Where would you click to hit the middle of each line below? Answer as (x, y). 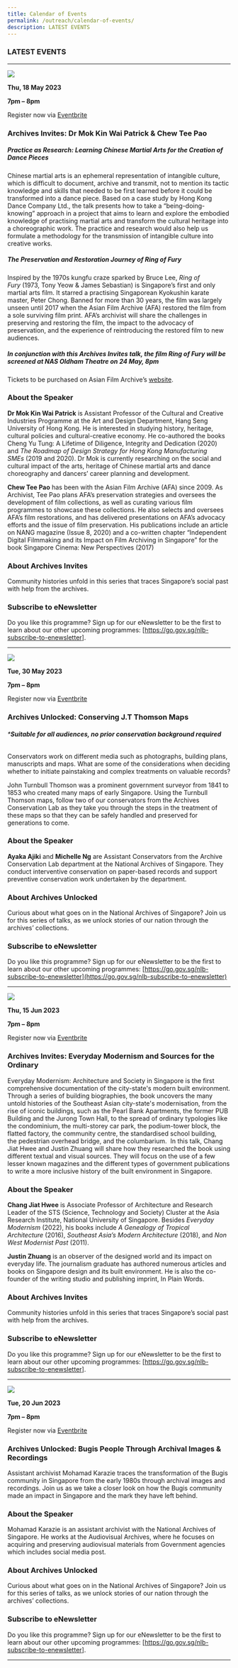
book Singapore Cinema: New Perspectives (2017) (81, 547)
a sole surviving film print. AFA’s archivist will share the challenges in (107, 315)
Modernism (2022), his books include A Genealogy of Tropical (98, 1227)
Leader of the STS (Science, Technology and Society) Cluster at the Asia (113, 1212)
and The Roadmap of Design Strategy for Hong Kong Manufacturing (107, 450)
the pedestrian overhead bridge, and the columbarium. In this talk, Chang (115, 1141)
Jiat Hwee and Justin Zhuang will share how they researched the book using (119, 1148)
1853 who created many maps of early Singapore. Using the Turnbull (107, 792)
